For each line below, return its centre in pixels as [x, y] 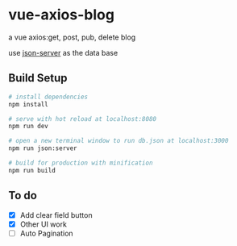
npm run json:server [43, 148]
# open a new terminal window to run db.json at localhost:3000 [118, 141]
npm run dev [28, 127]
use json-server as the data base [63, 52]
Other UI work [43, 224]
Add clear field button [56, 215]
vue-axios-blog [62, 15]
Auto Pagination [47, 233]
